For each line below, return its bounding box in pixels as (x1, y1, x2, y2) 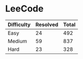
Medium (8, 37, 27, 44)
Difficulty (8, 21, 31, 28)
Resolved (35, 21, 59, 28)
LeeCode (5, 3, 44, 14)
